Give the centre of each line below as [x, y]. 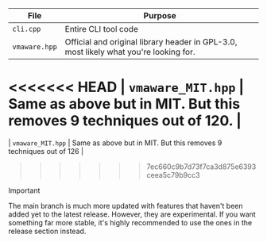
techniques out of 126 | [46, 151]
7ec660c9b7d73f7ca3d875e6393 [201, 167]
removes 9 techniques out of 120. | [125, 121]
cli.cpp [27, 29]
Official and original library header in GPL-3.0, [151, 42]
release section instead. [47, 231]
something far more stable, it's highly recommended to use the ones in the [130, 222]
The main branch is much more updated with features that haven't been [126, 206]
